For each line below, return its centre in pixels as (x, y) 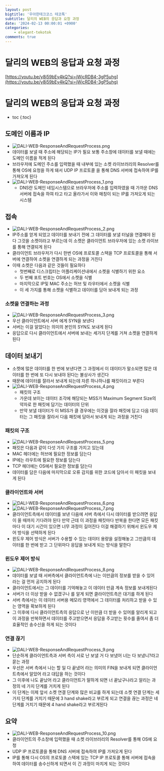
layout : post (18, 10)
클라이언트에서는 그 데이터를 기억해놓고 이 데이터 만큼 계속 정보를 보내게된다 (85, 588)
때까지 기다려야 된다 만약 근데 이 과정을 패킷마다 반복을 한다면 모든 (86, 520)
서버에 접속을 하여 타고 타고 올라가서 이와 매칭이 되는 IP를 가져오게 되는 (87, 194)
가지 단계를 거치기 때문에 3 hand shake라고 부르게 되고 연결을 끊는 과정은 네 (85, 698)
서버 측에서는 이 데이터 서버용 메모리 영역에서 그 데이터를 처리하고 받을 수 (82, 600)
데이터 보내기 (24, 356)
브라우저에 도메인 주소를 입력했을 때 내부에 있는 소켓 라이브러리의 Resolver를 (85, 164)
